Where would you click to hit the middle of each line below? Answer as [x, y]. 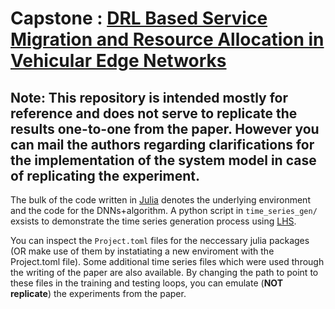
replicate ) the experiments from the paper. [98, 293]
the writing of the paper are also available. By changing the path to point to [164, 272]
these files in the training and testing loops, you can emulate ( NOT [146, 283]
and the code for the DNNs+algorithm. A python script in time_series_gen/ [164, 210]
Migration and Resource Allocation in [167, 39]
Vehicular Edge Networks [118, 61]
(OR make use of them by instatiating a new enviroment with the [142, 251]
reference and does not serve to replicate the [154, 113]
